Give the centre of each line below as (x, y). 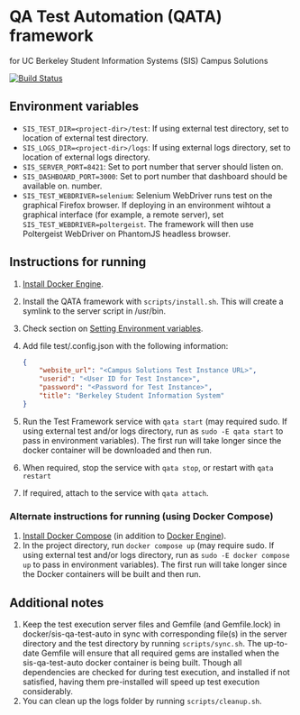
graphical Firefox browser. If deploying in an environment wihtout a (146, 205)
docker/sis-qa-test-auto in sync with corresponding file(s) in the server (155, 634)
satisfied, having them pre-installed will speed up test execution (141, 682)
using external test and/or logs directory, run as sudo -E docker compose (156, 555)
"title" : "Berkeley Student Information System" (132, 396)
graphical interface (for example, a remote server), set (123, 215)
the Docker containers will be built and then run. (111, 574)
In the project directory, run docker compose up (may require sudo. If (148, 545)
